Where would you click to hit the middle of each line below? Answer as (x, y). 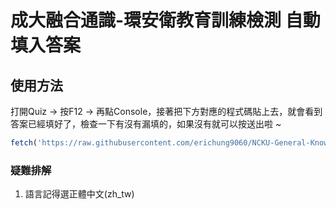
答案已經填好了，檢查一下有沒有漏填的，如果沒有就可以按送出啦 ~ (146, 124)
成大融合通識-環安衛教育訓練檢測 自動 (165, 20)
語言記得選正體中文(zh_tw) (79, 194)
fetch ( (24, 143)
